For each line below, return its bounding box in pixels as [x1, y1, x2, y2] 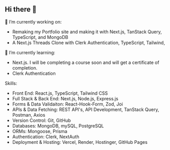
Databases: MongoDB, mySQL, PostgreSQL [12, 122, 104, 128]
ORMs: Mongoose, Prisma [12, 128, 68, 134]
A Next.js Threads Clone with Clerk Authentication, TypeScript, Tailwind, [12, 39, 165, 46]
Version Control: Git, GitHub [12, 117, 71, 123]
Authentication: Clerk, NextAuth [12, 134, 80, 140]
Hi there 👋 [5, 5, 37, 14]
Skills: [5, 80, 17, 86]
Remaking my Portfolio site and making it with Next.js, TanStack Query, [12, 29, 162, 35]
